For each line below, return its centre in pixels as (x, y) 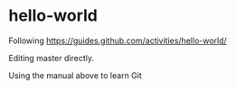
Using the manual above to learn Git (75, 75)
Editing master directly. (51, 58)
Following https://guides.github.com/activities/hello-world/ (118, 40)
